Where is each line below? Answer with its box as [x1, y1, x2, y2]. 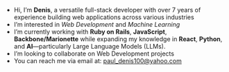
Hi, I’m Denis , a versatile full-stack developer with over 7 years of [13, 6, 201, 14]
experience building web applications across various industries [13, 13, 194, 21]
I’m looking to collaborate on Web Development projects [13, 49, 175, 58]
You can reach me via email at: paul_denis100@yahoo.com [13, 57, 183, 64]
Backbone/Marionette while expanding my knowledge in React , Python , [13, 35, 223, 43]
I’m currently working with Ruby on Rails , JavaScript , [13, 27, 167, 36]
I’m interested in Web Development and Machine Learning [13, 21, 180, 28]
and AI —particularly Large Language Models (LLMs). [13, 43, 166, 50]
